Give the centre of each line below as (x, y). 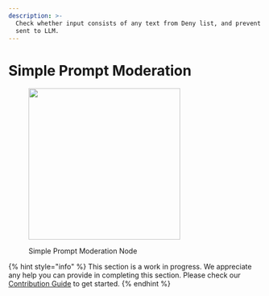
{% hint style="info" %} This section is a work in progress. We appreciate (130, 267)
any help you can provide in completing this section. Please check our (125, 275)
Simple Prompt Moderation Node (83, 251)
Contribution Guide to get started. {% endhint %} (89, 284)
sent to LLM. (37, 31)
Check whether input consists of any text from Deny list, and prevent (139, 23)
